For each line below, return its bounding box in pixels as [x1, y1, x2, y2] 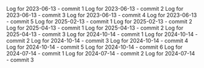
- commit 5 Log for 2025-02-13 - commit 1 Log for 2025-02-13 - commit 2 [6, 18, 192, 25]
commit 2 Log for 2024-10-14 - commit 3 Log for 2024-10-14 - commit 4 [6, 37, 189, 44]
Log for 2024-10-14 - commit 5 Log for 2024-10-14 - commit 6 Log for [6, 43, 183, 51]
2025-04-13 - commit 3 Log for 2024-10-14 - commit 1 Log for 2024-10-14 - [6, 31, 198, 38]
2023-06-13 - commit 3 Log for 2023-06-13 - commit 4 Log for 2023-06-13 [6, 11, 197, 19]
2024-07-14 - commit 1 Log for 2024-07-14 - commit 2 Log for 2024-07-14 [6, 50, 195, 57]
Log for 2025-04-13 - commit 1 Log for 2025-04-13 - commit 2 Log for [6, 24, 184, 31]
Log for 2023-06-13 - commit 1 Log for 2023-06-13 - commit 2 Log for [6, 5, 184, 12]
